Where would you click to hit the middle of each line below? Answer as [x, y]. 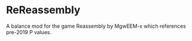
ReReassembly [43, 10]
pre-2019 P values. [29, 32]
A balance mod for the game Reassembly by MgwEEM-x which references [96, 26]
